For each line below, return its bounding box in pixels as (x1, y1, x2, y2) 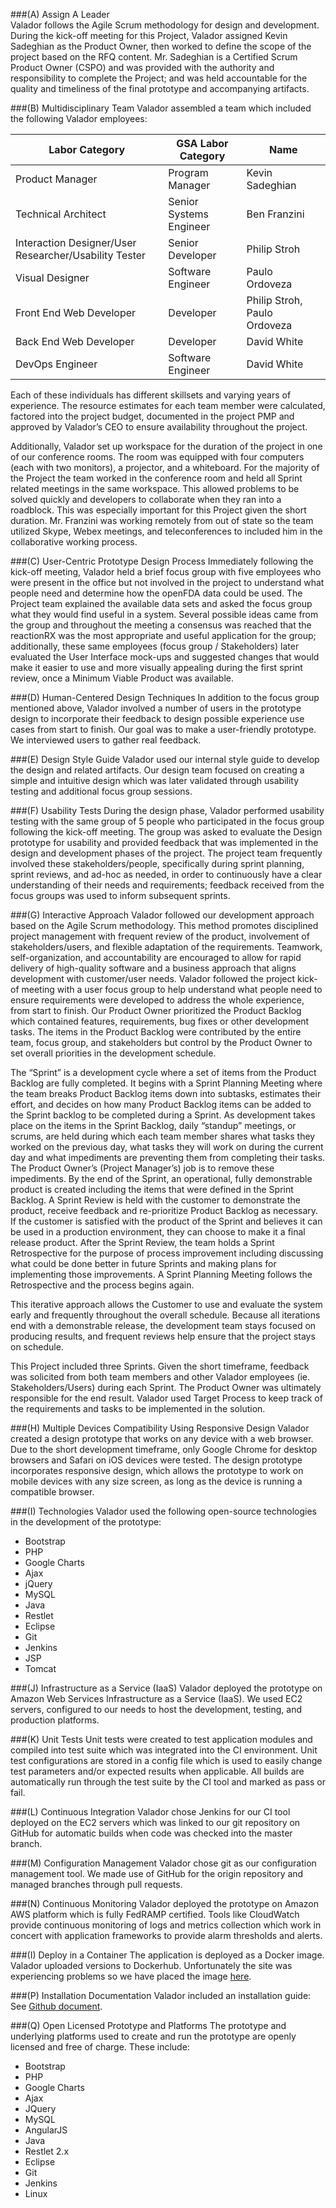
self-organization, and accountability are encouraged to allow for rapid (10, 952, 302, 963)
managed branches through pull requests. (10, 1879, 183, 1890)
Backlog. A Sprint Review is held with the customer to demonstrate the (10, 1194, 301, 1206)
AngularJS (24, 2124, 68, 2136)
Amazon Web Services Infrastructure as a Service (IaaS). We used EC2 (10, 1693, 303, 1704)
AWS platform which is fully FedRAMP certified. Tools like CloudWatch (10, 1909, 300, 1920)
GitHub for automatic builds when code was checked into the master (10, 1827, 293, 1839)
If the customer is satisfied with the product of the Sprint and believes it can (10, 1215, 323, 1227)
